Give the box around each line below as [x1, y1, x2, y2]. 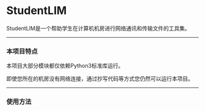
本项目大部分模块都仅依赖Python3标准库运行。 [6, 62, 124, 70]
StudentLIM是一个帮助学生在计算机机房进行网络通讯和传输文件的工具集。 [6, 24, 190, 32]
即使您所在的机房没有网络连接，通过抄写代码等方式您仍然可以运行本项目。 [6, 75, 193, 82]
